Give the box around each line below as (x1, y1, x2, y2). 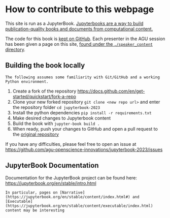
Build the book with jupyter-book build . (12, 120, 100, 127)
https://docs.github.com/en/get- (77, 88, 145, 94)
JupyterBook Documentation (5, 161, 99, 170)
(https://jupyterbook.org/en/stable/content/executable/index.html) (5, 203, 153, 208)
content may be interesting (5, 207, 65, 213)
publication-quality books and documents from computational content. (5, 25, 153, 32)
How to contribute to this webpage (5, 4, 154, 15)
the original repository (12, 131, 59, 137)
